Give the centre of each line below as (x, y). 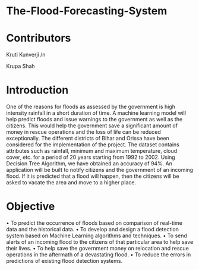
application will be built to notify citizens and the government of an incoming (100, 170)
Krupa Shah (20, 66)
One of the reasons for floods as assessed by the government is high (91, 107)
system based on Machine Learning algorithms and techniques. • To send (97, 236)
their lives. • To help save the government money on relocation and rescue (97, 248)
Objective (31, 207)
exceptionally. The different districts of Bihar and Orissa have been (88, 139)
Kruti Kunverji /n (26, 55)
